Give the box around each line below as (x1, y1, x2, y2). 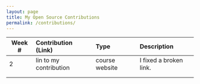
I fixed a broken (139, 56, 183, 64)
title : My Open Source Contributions (6, 14, 100, 20)
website (95, 64, 118, 72)
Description (139, 42, 174, 51)
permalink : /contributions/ (6, 20, 76, 26)
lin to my (35, 56, 60, 64)
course (95, 56, 115, 64)
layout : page (6, 8, 39, 15)
